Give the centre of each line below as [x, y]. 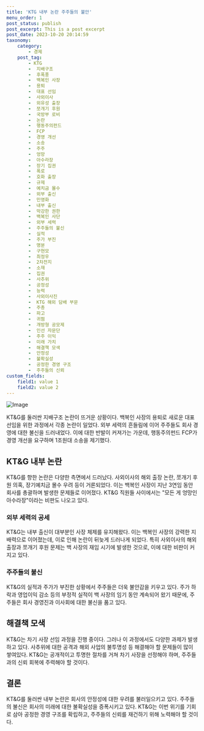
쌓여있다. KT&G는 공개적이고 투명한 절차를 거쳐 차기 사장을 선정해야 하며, [93, 655]
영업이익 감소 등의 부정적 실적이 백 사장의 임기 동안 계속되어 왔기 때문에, [103, 595]
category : [30, 46]
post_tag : [30, 58]
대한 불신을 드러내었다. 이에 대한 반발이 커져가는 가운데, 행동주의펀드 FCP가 [107, 432]
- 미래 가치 [42, 342]
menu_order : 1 [24, 18]
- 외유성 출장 [44, 103]
